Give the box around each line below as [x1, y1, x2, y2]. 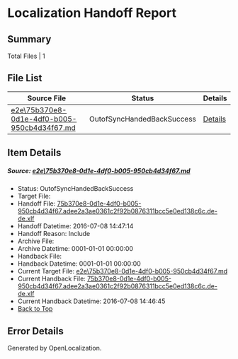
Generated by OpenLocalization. [7, 343, 102, 352]
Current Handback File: [17, 274, 86, 283]
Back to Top [17, 305, 53, 313]
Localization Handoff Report [7, 5, 177, 21]
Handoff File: [17, 199, 56, 208]
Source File [27, 93, 67, 103]
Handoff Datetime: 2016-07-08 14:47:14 [17, 222, 134, 230]
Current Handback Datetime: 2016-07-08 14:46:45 [17, 297, 166, 305]
